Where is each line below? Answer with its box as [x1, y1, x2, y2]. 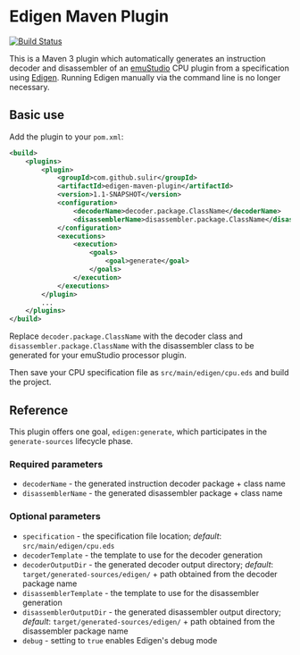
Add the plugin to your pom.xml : [9, 131, 124, 142]
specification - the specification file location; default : [21, 530, 222, 542]
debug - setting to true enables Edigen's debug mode [21, 634, 218, 645]
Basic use [9, 107, 65, 122]
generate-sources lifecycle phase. [9, 435, 134, 446]
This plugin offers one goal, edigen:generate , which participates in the [9, 426, 268, 437]
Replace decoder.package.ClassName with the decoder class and [9, 331, 244, 341]
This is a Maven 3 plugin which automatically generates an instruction [9, 53, 266, 63]
